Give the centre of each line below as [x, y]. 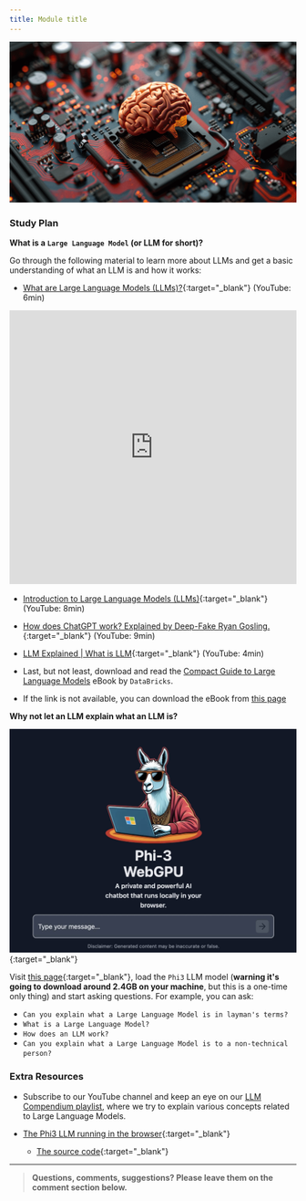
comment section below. [79, 1187]
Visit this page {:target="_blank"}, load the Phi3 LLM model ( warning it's [144, 977]
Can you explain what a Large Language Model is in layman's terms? [155, 1015]
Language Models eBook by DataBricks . [98, 681]
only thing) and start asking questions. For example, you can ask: [132, 997]
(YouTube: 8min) [53, 608]
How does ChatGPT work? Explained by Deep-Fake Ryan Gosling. [146, 626]
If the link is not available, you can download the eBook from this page [154, 698]
